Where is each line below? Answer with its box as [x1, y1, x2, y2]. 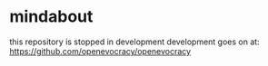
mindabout [9, 6, 94, 27]
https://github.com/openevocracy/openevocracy [9, 45, 192, 56]
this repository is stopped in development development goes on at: [9, 36, 261, 47]
